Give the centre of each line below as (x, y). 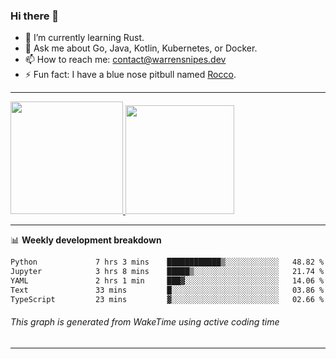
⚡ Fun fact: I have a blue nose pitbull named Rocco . (130, 75)
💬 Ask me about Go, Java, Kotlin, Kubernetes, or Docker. (141, 48)
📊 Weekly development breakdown (86, 240)
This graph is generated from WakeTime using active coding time (145, 322)
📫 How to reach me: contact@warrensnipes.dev (125, 60)
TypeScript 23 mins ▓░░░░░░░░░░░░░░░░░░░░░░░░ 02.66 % (167, 299)
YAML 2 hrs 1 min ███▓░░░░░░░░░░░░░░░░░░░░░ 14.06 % (167, 281)
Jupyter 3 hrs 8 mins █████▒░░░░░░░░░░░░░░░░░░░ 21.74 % (167, 272)
